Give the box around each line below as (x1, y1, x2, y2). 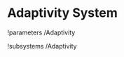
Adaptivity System (7, 5, 118, 21)
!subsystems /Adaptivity (7, 42, 77, 50)
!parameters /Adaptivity (7, 28, 76, 37)
